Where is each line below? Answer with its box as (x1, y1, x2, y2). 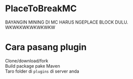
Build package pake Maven (5, 63, 60, 69)
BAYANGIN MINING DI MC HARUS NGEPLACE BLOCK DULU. (5, 19, 129, 25)
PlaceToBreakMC (5, 3, 77, 14)
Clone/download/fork (5, 57, 48, 64)
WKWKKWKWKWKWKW (5, 24, 56, 30)
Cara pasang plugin (5, 42, 87, 53)
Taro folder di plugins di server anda (5, 68, 80, 74)
